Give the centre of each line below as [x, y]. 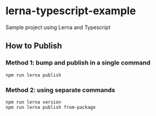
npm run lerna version [33, 102]
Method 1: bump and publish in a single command [78, 63]
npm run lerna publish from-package [51, 107]
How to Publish [34, 46]
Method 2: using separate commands [61, 90]
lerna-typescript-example [71, 11]
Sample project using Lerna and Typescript [58, 27]
